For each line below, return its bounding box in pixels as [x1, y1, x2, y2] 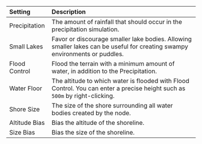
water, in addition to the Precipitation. [51, 67, 158, 75]
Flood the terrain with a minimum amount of [51, 60, 175, 68]
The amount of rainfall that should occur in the [51, 18, 182, 26]
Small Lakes [9, 42, 43, 50]
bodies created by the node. [51, 109, 131, 117]
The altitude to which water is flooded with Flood [51, 77, 189, 85]
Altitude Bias [9, 119, 45, 127]
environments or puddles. [51, 50, 124, 58]
